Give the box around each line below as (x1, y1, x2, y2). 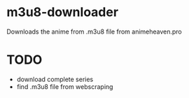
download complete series (16, 75, 94, 83)
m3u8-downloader (6, 4, 119, 20)
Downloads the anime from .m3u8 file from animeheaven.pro (6, 27, 183, 36)
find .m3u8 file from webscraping (16, 82, 113, 91)
